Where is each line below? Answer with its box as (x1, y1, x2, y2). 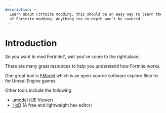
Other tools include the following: (5, 87, 73, 93)
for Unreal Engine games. (5, 78, 57, 84)
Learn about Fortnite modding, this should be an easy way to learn (9, 12, 154, 17)
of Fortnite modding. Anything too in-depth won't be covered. (9, 16, 142, 21)
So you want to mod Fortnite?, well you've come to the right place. (5, 54, 140, 59)
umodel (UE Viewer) (12, 97, 53, 103)
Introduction (5, 37, 57, 49)
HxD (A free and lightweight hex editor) (12, 102, 92, 108)
